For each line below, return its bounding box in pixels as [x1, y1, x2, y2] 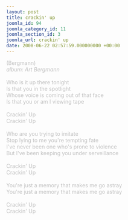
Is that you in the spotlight [6, 85, 71, 92]
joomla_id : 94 [6, 20, 42, 26]
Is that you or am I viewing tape [6, 98, 85, 105]
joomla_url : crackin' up [6, 37, 69, 43]
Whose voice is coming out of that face [6, 92, 104, 99]
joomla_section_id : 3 [6, 32, 61, 38]
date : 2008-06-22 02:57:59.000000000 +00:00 [6, 43, 120, 49]
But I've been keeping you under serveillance [6, 149, 119, 156]
